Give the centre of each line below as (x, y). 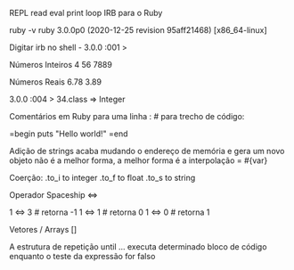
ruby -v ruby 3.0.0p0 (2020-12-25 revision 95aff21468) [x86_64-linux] (138, 30)
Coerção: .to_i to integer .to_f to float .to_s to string (102, 178)
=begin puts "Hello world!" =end (69, 134)
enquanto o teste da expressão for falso (82, 256)
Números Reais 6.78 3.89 (56, 82)
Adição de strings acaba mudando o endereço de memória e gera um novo (147, 151)
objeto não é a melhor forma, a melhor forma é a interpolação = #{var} (139, 160)
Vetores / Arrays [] (43, 229)
